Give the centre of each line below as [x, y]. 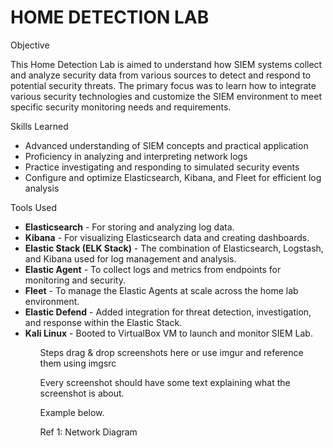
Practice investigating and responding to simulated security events [162, 167]
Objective [30, 45]
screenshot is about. [82, 393]
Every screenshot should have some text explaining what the [165, 382]
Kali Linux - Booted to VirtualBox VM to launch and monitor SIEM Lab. [168, 333]
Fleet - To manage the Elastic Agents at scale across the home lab [161, 290]
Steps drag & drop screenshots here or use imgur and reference [171, 352]
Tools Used [33, 207]
